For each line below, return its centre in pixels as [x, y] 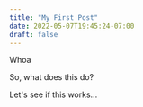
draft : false [34, 34]
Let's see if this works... [54, 94]
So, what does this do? [52, 77]
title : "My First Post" [54, 18]
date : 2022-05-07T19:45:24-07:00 [72, 26]
